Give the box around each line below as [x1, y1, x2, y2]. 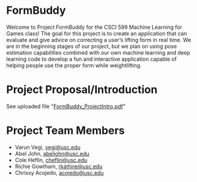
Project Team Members [6, 124, 125, 138]
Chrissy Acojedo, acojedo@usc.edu [14, 169, 104, 176]
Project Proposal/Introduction [6, 83, 158, 97]
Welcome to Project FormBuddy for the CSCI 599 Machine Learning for [6, 23, 183, 31]
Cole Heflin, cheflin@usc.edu [14, 156, 88, 163]
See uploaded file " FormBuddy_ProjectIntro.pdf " [6, 103, 126, 110]
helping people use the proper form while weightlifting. [6, 61, 142, 69]
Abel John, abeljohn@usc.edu [14, 150, 89, 157]
